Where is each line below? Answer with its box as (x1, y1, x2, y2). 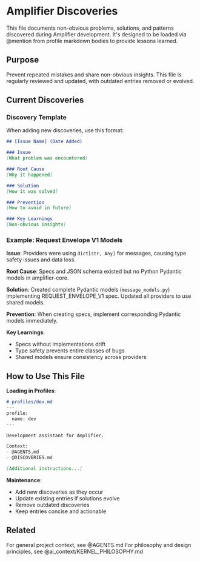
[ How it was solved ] (6, 188, 59, 195)
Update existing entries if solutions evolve (15, 494, 120, 502)
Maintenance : (6, 476, 42, 483)
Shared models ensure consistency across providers (15, 354, 147, 361)
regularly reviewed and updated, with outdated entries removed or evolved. (6, 77, 195, 84)
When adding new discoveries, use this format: (6, 127, 124, 134)
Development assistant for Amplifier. (6, 432, 104, 438)
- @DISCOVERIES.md (6, 455, 53, 461)
